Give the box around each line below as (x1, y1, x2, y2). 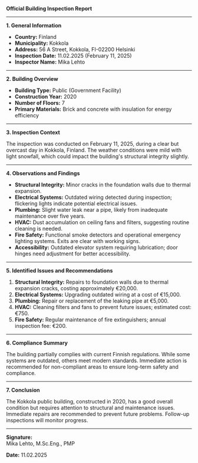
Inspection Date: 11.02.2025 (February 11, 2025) (14, 52, 132, 59)
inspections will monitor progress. (6, 417, 88, 423)
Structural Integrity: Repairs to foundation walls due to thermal (14, 278, 169, 285)
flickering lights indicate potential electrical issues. (14, 200, 137, 207)
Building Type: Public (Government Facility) (14, 87, 122, 94)
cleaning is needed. (14, 225, 63, 232)
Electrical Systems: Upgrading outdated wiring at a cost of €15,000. (14, 291, 181, 298)
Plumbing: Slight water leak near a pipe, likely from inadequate (14, 206, 168, 213)
